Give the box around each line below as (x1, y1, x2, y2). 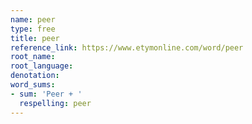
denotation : (10, 71, 60, 81)
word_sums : (10, 80, 56, 90)
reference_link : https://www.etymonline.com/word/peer (10, 42, 244, 53)
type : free (10, 24, 56, 34)
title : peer (10, 33, 60, 43)
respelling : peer (19, 98, 92, 108)
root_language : (10, 61, 74, 71)
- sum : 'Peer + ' (10, 89, 83, 99)
